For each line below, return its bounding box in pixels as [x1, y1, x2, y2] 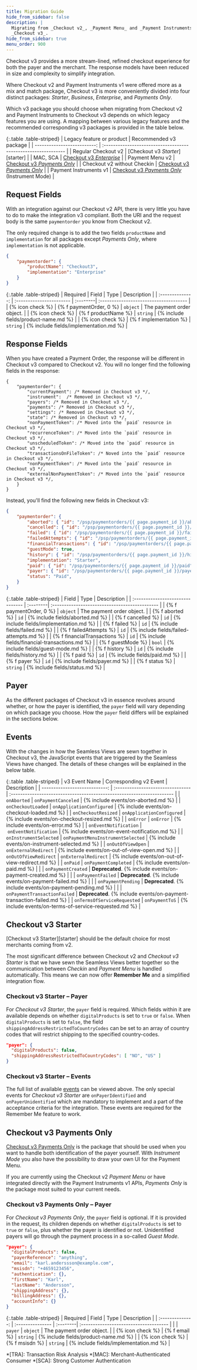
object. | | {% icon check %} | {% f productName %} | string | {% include [6, 309, 184, 317]
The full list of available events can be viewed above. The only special [6, 1086, 175, 1093]
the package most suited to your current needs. [6, 1186, 121, 1193]
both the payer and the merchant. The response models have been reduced [6, 63, 189, 70]
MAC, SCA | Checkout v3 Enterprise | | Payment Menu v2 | [33, 154, 175, 161]
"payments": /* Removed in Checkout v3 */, [27, 404, 135, 410]
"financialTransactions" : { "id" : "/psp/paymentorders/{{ [27, 541, 172, 547]
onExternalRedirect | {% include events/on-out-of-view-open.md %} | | [6, 846, 180, 853]
